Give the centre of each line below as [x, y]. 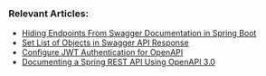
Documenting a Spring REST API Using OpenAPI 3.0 [119, 62]
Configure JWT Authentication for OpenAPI [102, 52]
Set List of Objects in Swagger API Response [105, 43]
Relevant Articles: [49, 14]
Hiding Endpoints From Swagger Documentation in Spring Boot [139, 33]
